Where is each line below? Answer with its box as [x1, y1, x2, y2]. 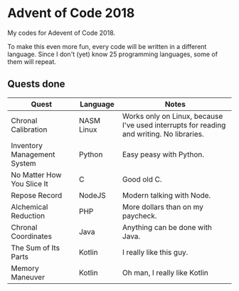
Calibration [11, 125, 48, 134]
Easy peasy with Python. [122, 149, 205, 159]
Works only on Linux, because [122, 111, 223, 121]
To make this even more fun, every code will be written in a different [7, 42, 207, 51]
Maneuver [11, 272, 45, 282]
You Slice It [11, 179, 48, 189]
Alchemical [11, 201, 48, 211]
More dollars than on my [122, 201, 204, 211]
